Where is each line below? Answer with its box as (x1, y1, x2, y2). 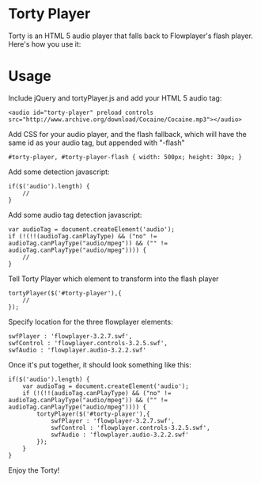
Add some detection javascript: (8, 167, 110, 177)
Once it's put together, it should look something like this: (8, 359, 192, 369)
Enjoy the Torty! (8, 465, 60, 475)
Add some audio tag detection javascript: (8, 210, 142, 219)
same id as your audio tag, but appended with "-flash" (8, 138, 185, 147)
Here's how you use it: (8, 39, 81, 48)
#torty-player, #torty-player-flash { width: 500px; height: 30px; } (8, 153, 243, 161)
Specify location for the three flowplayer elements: (8, 317, 173, 326)
